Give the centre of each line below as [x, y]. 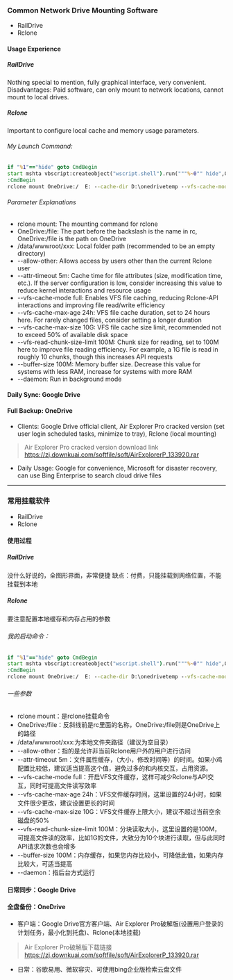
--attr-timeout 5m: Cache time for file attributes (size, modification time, [120, 275]
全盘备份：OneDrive [36, 907]
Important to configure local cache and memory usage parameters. [103, 130]
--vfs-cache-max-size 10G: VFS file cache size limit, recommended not [119, 327]
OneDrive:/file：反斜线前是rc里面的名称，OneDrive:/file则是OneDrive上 [119, 725]
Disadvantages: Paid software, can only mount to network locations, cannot [115, 90]
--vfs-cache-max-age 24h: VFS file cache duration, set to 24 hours [113, 312]
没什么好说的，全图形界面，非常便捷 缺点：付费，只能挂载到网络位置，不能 [114, 575]
